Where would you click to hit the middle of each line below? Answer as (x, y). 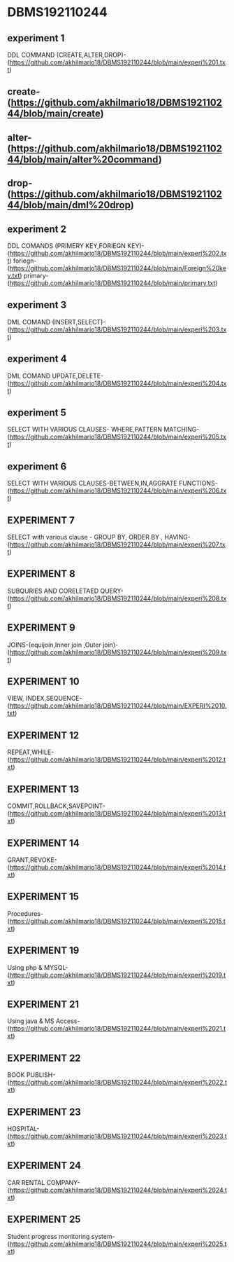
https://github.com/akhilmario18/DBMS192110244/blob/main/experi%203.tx (118, 329)
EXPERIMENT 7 (41, 520)
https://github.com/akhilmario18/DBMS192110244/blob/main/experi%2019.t (117, 975)
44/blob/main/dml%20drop (69, 205)
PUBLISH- (41, 1075)
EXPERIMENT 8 (41, 574)
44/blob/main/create (54, 114)
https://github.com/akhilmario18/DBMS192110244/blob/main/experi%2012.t (118, 760)
